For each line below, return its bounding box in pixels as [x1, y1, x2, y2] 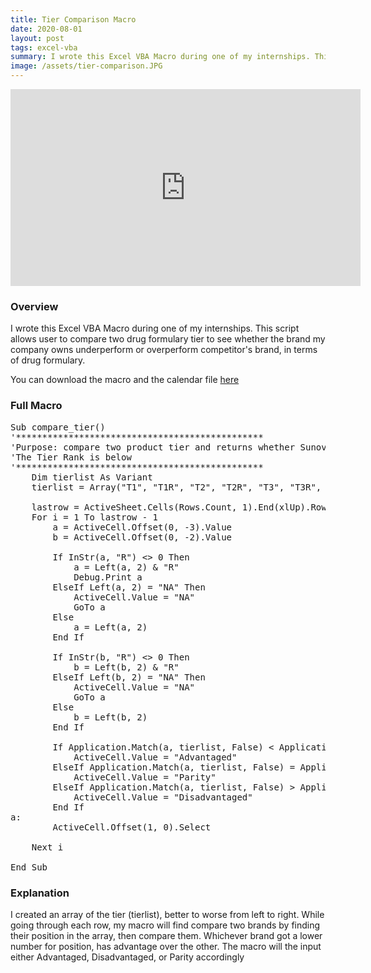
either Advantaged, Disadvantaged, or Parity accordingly [10, 951, 245, 963]
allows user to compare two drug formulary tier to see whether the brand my [10, 333, 326, 345]
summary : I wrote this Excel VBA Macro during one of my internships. [10, 52, 311, 62]
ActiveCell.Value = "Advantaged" [73, 751, 238, 763]
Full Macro [10, 399, 63, 413]
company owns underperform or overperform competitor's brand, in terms [10, 344, 318, 356]
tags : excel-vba [10, 42, 78, 53]
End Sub [10, 861, 48, 873]
